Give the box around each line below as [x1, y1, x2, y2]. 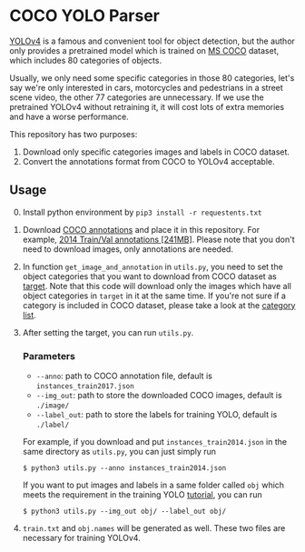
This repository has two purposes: [9, 128, 138, 139]
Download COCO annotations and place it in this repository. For [22, 224, 261, 235]
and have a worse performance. [9, 111, 129, 122]
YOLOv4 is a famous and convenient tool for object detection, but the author [9, 35, 295, 46]
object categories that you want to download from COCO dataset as [22, 270, 277, 282]
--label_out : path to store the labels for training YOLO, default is [35, 409, 278, 420]
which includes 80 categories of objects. [9, 55, 162, 65]
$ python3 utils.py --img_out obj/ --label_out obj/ [22, 507, 227, 517]
